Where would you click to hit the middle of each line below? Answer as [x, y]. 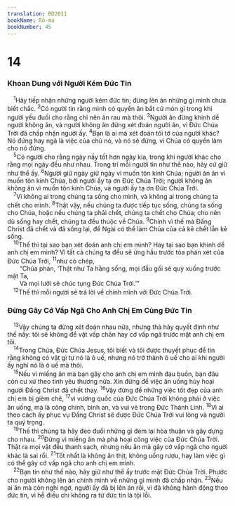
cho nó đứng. [27, 148]
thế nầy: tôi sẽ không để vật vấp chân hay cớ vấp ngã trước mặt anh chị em [116, 334]
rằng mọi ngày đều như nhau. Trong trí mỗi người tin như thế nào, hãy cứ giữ [117, 164]
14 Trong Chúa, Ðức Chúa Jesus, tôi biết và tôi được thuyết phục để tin [114, 350]
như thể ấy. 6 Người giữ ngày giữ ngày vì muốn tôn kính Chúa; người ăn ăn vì [116, 173]
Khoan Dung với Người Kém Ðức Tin [69, 84]
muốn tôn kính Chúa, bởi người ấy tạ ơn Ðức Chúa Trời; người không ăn [110, 181]
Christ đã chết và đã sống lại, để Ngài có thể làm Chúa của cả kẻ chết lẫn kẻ [117, 228]
